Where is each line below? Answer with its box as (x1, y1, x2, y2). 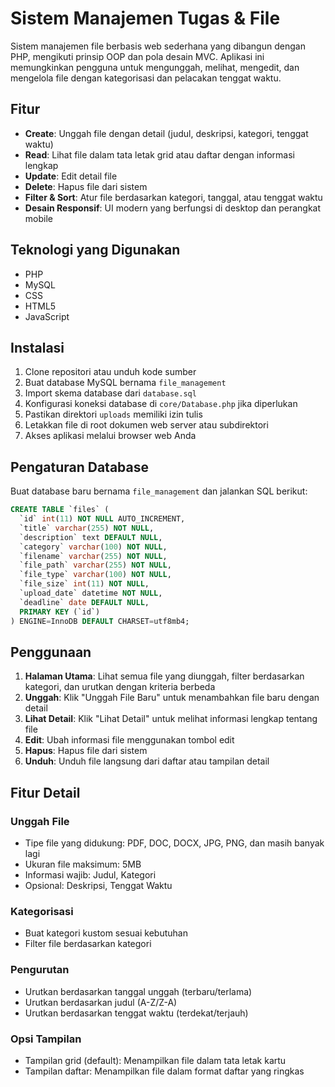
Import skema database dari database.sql (24, 387, 197, 399)
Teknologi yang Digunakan (10, 242, 181, 259)
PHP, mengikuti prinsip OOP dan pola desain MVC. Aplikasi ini (10, 50, 265, 62)
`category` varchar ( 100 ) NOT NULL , (19, 542, 168, 552)
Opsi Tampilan (10, 1032, 82, 1046)
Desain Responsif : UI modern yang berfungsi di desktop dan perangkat (24, 202, 322, 214)
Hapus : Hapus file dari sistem (24, 745, 148, 757)
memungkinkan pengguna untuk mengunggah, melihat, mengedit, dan (10, 61, 300, 73)
